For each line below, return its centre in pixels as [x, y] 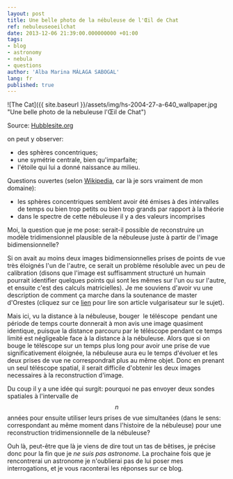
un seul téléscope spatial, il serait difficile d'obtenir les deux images [104, 368]
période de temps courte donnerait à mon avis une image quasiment [105, 324]
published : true [31, 85]
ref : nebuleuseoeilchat [42, 26]
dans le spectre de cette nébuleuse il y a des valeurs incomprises [111, 217]
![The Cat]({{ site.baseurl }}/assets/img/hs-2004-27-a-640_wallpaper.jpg [112, 104]
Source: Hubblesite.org [40, 125]
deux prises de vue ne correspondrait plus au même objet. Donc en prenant [116, 361]
